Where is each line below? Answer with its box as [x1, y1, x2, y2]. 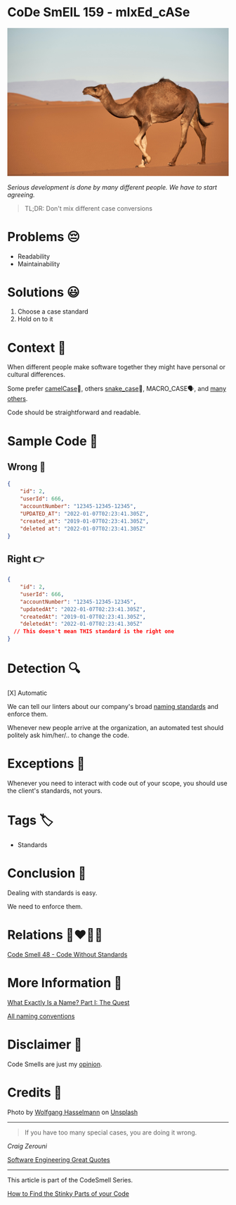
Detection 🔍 [7, 660, 81, 676]
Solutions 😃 [7, 284, 80, 300]
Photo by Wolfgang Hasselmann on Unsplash [7, 1108, 138, 1116]
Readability [17, 252, 51, 261]
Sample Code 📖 [7, 433, 98, 449]
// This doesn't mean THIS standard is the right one [13, 628, 174, 635]
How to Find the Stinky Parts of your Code [7, 1189, 130, 1198]
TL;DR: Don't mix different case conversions [24, 204, 153, 212]
